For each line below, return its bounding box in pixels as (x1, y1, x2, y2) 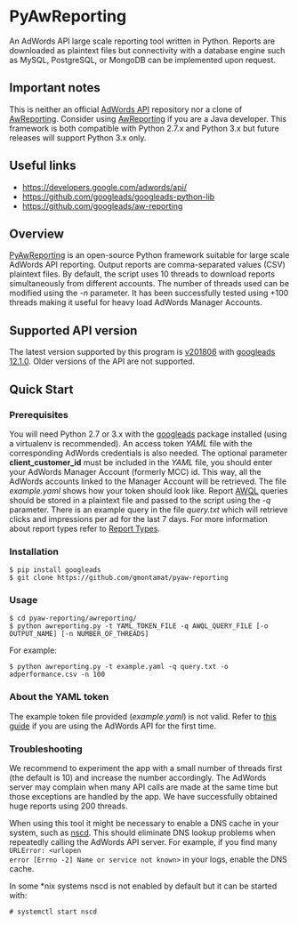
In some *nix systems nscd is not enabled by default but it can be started (9, 881, 278, 891)
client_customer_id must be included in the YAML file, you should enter (9, 456, 273, 468)
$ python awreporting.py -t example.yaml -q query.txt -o (9, 663, 229, 672)
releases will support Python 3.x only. (9, 132, 147, 143)
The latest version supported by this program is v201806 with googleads (9, 347, 276, 358)
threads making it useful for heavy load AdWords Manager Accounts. (9, 297, 262, 308)
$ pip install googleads (9, 566, 101, 575)
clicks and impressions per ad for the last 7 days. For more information (9, 513, 269, 524)
